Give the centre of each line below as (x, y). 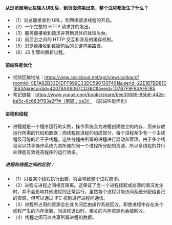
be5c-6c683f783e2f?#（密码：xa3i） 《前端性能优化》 (71, 101)
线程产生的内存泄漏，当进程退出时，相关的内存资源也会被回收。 (80, 211)
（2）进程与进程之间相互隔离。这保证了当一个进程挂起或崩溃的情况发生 (88, 185)
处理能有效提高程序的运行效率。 (46, 152)
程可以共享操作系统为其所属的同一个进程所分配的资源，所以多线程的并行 (89, 145)
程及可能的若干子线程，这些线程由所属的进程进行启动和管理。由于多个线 (89, 139)
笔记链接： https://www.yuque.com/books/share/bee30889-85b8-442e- (89, 95)
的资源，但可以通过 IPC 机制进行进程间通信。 (60, 198)
